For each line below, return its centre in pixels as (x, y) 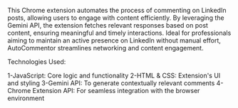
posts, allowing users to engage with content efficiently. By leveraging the (116, 18)
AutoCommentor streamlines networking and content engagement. (106, 48)
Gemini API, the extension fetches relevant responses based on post (108, 25)
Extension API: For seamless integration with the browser (116, 91)
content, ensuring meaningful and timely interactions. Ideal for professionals (119, 33)
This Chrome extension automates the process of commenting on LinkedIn (117, 10)
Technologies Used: (37, 62)
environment (26, 98)
